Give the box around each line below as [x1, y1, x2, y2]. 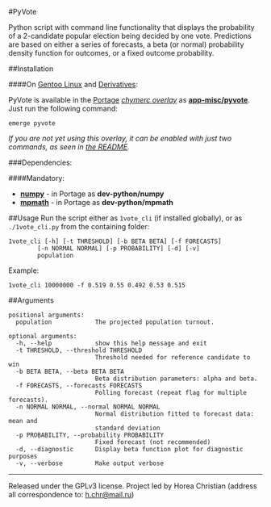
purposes [8, 452, 38, 460]
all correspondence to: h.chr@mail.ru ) [8, 490, 135, 499]
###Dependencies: [8, 157, 73, 167]
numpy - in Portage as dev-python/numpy [19, 189, 165, 199]
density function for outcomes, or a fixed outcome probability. [8, 48, 215, 57]
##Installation [8, 64, 54, 73]
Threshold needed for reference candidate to [94, 354, 251, 362]
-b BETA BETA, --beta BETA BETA [15, 367, 125, 375]
